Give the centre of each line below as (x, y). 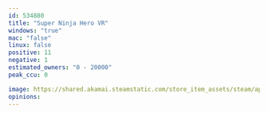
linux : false (30, 45)
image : (19, 89)
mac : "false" (30, 38)
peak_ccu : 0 (28, 75)
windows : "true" (35, 30)
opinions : (25, 96)
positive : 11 (30, 53)
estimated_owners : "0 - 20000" (60, 68)
